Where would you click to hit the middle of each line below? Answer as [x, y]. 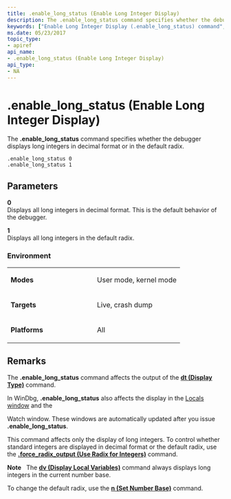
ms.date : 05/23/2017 [37, 33]
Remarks [27, 361]
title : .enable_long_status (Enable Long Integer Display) [93, 13]
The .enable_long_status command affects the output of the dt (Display [110, 378]
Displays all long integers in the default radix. [71, 238]
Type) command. [32, 385]
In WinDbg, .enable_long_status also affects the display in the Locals [106, 398]
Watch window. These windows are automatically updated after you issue [111, 419]
